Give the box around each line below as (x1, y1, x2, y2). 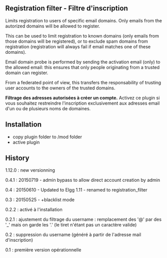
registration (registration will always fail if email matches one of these (5, 43, 151, 50)
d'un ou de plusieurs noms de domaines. (5, 105, 91, 111)
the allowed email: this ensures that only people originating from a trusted (5, 64, 160, 70)
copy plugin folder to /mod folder (12, 134, 82, 140)
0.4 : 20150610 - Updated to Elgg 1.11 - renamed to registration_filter (5, 187, 148, 193)
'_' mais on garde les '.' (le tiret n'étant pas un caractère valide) (5, 222, 137, 228)
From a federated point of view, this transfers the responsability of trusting (5, 79, 161, 85)
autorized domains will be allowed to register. (5, 23, 100, 29)
